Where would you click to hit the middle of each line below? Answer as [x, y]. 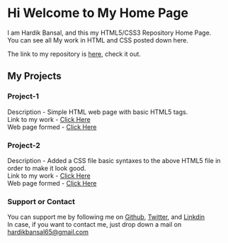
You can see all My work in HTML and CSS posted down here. [98, 40]
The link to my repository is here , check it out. [74, 54]
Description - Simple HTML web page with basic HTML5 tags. [98, 112]
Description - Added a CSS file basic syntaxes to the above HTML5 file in [114, 160]
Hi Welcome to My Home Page [98, 13]
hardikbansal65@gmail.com [48, 232]
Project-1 [23, 96]
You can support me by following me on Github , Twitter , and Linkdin [106, 217]
